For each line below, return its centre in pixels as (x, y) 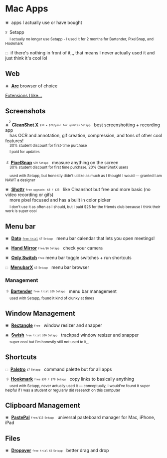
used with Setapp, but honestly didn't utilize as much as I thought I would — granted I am (86, 176)
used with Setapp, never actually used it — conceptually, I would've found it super (80, 386)
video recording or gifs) (29, 195)
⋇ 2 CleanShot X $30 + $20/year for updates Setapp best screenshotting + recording (83, 124)
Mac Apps (27, 9)
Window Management (40, 313)
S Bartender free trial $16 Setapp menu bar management (62, 291)
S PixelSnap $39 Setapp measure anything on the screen (62, 163)
